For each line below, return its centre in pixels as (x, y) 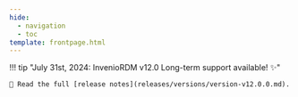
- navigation (42, 26)
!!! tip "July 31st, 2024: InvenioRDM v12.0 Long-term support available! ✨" (145, 68)
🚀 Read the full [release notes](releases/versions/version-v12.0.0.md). (150, 85)
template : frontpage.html (57, 42)
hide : (19, 17)
